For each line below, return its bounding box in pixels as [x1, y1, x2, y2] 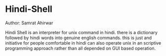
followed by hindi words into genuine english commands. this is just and [5, 35, 152, 41]
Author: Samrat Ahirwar [5, 20, 54, 26]
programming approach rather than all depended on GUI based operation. [5, 45, 156, 51]
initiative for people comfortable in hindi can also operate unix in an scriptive [5, 40, 162, 46]
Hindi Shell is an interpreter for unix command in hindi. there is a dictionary [5, 29, 158, 35]
